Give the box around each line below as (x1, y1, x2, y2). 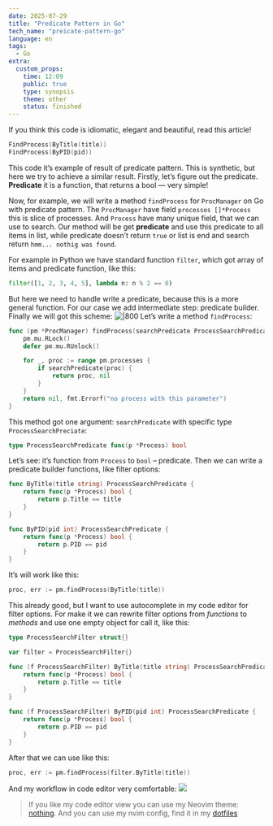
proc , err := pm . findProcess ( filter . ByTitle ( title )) (8, 768, 191, 776)
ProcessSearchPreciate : (8, 425, 88, 435)
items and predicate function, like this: (8, 263, 136, 273)
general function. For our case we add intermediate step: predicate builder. (8, 302, 260, 312)
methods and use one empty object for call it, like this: (8, 618, 190, 627)
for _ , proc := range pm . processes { (23, 357, 151, 365)
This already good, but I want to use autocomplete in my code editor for (8, 601, 249, 610)
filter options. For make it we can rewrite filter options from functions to (8, 609, 248, 619)
